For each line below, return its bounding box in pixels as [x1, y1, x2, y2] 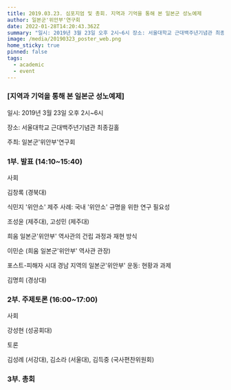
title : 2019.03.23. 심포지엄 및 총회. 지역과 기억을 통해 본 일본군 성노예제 [7, 10, 202, 17]
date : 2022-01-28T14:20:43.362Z [7, 23, 100, 30]
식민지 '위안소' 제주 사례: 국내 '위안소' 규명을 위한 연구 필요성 [7, 203, 170, 211]
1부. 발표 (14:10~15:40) [7, 156, 82, 166]
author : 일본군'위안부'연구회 [7, 17, 81, 23]
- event [13, 67, 36, 74]
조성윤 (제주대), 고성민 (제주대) [7, 217, 89, 226]
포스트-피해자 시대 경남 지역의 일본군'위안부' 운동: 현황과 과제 [7, 261, 172, 270]
